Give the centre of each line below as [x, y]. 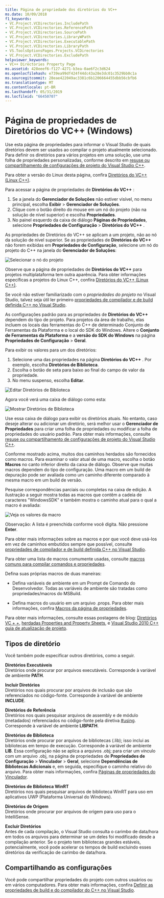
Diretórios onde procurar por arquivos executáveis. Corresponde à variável [81, 670]
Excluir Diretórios [23, 826]
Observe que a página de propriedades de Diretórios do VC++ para [73, 269]
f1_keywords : [18, 19]
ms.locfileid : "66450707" [31, 96]
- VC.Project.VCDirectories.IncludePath [47, 23]
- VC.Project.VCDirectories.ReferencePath [49, 28]
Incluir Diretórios [23, 685]
